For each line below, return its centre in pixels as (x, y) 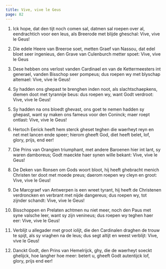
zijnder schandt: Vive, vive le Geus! (49, 200)
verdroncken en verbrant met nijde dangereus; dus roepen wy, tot (80, 195)
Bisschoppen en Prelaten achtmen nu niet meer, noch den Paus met (82, 210)
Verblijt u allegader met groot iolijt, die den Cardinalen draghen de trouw (86, 230)
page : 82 (15, 14)
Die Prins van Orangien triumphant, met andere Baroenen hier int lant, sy (87, 149)
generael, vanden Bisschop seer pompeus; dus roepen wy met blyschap (86, 74)
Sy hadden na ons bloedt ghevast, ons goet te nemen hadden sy (79, 109)
